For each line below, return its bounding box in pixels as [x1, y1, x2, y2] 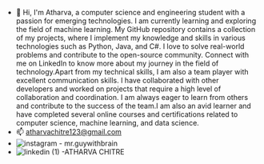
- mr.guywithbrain [58, 138, 118, 148]
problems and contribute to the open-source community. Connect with [15, 50, 250, 59]
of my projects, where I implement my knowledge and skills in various [15, 33, 246, 42]
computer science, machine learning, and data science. [15, 118, 200, 127]
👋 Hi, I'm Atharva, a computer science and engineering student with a [15, 8, 246, 17]
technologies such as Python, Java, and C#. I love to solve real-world [15, 42, 245, 51]
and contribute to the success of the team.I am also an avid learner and [15, 101, 252, 110]
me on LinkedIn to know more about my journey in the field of [15, 58, 219, 68]
